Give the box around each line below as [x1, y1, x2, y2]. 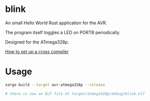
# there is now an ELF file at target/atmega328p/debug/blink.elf [5, 91, 145, 96]
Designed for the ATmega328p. [5, 39, 69, 45]
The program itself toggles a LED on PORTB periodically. [5, 29, 120, 35]
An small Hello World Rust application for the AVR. [5, 20, 107, 26]
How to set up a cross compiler [5, 49, 69, 54]
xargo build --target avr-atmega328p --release [5, 82, 105, 87]
